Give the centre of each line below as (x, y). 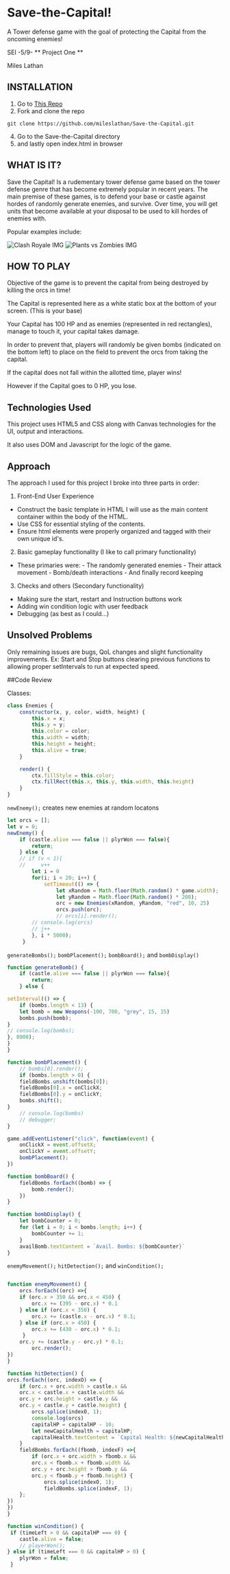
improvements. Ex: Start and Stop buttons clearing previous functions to (109, 659)
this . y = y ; (49, 725)
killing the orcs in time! (39, 290)
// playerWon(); (43, 1546)
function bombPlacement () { (47, 1062)
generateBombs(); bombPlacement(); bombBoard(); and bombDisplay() (103, 955)
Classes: (19, 693)
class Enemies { (30, 705)
